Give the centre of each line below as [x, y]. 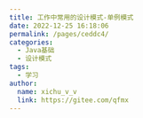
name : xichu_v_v [47, 91]
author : [24, 83]
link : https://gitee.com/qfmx [73, 100]
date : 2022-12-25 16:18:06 [59, 26]
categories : [31, 42]
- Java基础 [36, 51]
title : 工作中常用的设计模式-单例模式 [71, 17]
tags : [19, 67]
